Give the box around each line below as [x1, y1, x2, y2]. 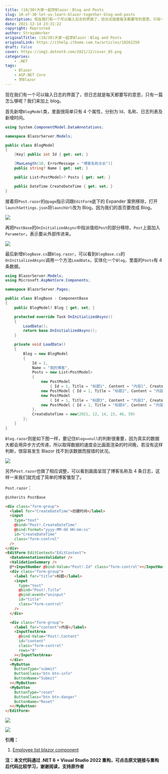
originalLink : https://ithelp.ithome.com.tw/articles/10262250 [5, 40, 140, 45]
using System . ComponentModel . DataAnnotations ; [5, 125, 104, 130]
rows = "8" [18, 648, 37, 653]
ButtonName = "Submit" [14, 676, 57, 681]
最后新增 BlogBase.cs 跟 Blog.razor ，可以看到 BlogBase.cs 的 [5, 251, 125, 257]
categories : [5, 54, 30, 59]
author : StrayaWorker [5, 31, 50, 36]
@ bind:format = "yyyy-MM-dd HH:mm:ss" [14, 527, 91, 532]
